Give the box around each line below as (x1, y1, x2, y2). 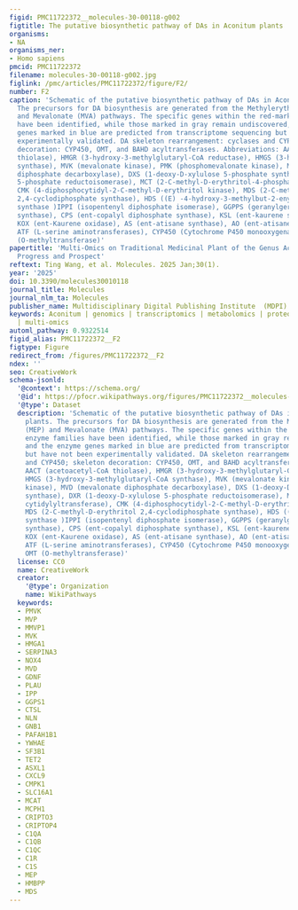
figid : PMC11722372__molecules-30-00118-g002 (9, 12, 180, 22)
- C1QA (17, 829, 42, 838)
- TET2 (17, 755, 42, 764)
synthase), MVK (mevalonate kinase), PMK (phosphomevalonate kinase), (17, 161, 284, 170)
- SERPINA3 (17, 648, 58, 657)
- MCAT (17, 796, 42, 805)
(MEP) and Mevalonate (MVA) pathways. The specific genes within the (25, 425, 288, 435)
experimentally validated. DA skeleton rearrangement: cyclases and (17, 137, 276, 145)
